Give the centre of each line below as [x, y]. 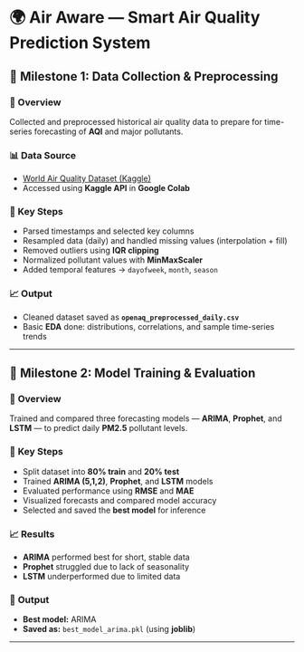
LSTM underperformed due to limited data [101, 577]
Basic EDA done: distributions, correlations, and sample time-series [148, 326]
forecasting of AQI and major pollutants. [109, 131]
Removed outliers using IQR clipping [91, 251]
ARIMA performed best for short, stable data [106, 557]
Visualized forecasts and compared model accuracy [119, 500]
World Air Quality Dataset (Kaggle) [87, 178]
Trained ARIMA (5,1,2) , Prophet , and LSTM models [118, 481]
